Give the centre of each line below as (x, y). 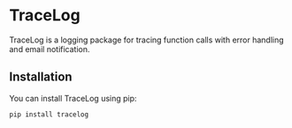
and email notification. (50, 49)
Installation (41, 77)
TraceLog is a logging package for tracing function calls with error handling (147, 40)
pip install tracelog (49, 114)
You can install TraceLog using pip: (73, 98)
